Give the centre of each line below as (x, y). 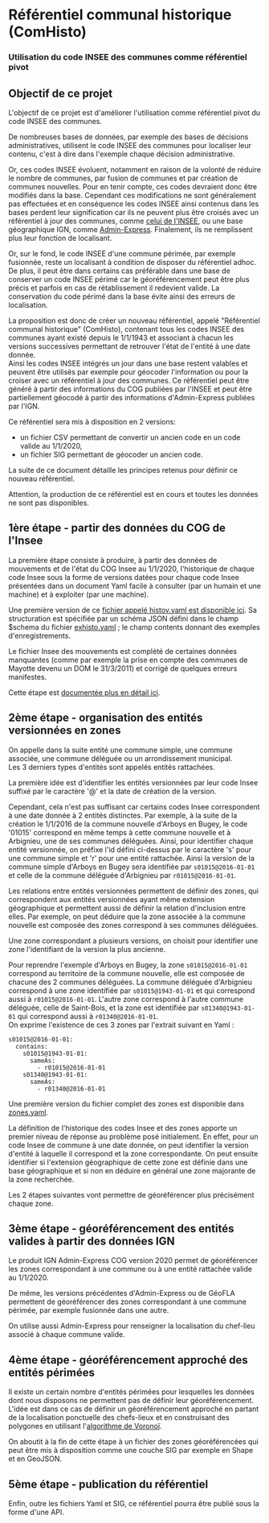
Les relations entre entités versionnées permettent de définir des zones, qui (134, 891)
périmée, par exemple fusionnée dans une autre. (89, 1310)
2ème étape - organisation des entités (106, 718)
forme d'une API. (36, 1512)
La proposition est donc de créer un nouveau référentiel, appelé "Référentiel (134, 321)
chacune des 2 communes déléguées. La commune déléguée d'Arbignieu (130, 982)
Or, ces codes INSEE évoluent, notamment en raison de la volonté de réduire (134, 169)
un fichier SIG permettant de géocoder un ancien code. (111, 454)
